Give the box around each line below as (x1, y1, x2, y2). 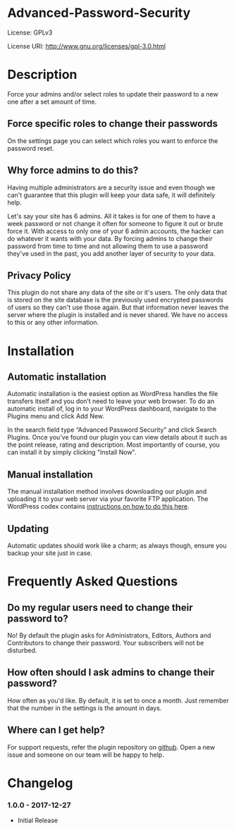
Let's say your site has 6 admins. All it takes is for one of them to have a (7, 211, 216, 220)
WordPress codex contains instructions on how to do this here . (7, 502, 190, 511)
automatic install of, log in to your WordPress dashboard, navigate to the (7, 404, 217, 413)
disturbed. (7, 646, 37, 655)
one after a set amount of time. (7, 97, 97, 106)
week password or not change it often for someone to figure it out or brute (7, 219, 223, 228)
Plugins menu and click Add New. (7, 412, 104, 421)
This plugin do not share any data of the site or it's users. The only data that (7, 288, 228, 297)
